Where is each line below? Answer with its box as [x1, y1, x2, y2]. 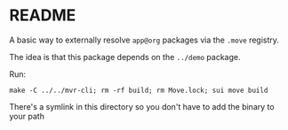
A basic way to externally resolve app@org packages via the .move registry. [9, 34, 280, 45]
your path [9, 111, 44, 121]
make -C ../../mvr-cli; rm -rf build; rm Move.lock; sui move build [9, 86, 268, 95]
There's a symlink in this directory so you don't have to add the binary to [9, 101, 275, 111]
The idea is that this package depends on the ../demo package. [9, 51, 241, 62]
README [9, 5, 76, 26]
